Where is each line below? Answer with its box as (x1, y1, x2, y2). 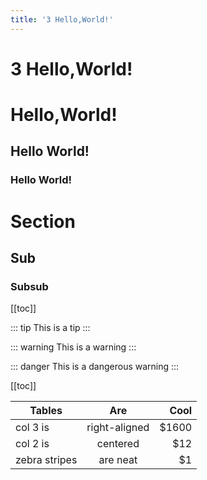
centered (96, 437, 140, 451)
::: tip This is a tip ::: (10, 322, 91, 334)
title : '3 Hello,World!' (10, 14, 114, 25)
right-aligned (86, 421, 150, 435)
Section (10, 210, 76, 233)
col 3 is (15, 421, 50, 435)
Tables (29, 404, 63, 418)
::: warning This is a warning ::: (10, 341, 137, 353)
